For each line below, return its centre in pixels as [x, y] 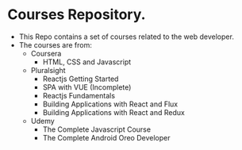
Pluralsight [48, 70]
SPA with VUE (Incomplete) [87, 87]
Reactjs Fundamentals [79, 95]
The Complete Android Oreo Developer [106, 137]
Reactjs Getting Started [81, 79]
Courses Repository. [77, 15]
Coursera [46, 53]
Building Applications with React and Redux [114, 112]
